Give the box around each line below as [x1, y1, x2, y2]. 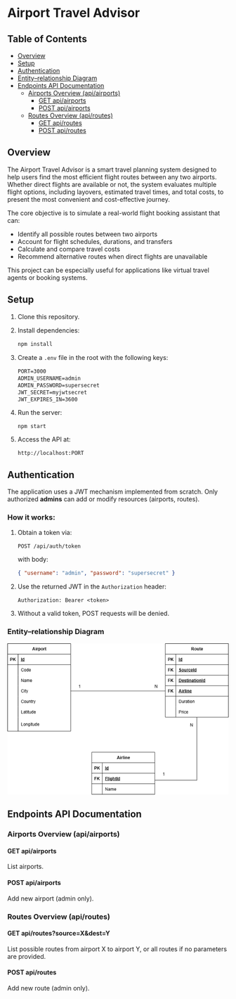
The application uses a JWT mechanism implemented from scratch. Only [7, 487, 218, 496]
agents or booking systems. [7, 273, 88, 282]
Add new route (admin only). [7, 984, 90, 992]
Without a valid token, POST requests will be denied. [17, 610, 170, 618]
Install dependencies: [17, 326, 80, 335]
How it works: [7, 513, 55, 522]
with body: [17, 555, 48, 564]
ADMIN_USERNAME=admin [17, 375, 81, 382]
